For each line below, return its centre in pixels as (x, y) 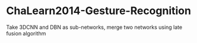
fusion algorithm (26, 33)
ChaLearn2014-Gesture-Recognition (99, 11)
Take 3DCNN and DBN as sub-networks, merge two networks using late (94, 27)
